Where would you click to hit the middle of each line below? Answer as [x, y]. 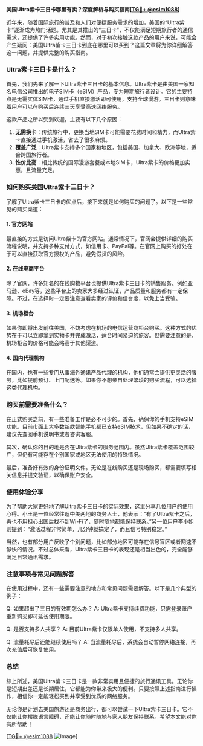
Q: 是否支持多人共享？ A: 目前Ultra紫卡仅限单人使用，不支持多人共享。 [94, 629]
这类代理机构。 [25, 387]
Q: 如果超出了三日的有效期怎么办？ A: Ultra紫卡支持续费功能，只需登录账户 [99, 609]
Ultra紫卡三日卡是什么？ [41, 69]
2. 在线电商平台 [25, 269]
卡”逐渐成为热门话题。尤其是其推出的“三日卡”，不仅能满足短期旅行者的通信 [100, 30]
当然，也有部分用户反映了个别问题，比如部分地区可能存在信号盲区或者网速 [99, 542]
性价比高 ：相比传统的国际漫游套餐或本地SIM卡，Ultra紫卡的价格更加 [100, 162]
